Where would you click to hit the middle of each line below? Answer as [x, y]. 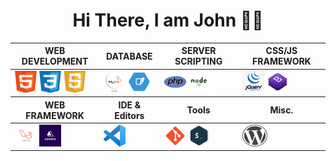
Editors [129, 115]
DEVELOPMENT [55, 61]
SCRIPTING [198, 61]
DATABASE [129, 56]
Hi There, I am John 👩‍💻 [168, 20]
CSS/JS [281, 51]
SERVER [199, 51]
